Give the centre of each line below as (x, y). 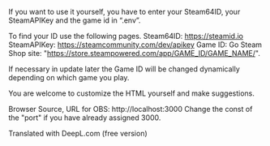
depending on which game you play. (69, 77)
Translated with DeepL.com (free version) (78, 133)
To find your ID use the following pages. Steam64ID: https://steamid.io (126, 36)
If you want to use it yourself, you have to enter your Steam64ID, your (124, 12)
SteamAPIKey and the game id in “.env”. (75, 20)
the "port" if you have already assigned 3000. (85, 118)
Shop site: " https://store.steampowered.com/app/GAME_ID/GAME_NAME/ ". (135, 53)
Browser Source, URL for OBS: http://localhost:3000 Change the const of (131, 109)
